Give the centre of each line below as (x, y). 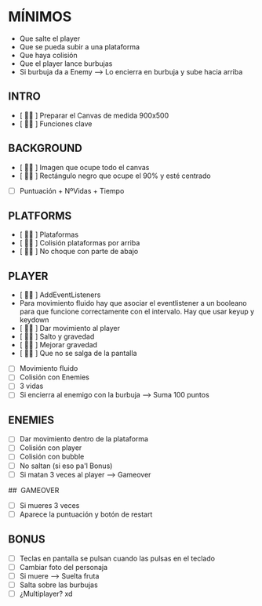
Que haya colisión (49, 55)
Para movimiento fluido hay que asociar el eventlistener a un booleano (133, 303)
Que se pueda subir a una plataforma (79, 46)
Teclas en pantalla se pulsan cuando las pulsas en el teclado (117, 558)
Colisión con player (51, 448)
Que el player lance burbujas (66, 64)
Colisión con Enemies (55, 377)
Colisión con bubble (52, 457)
